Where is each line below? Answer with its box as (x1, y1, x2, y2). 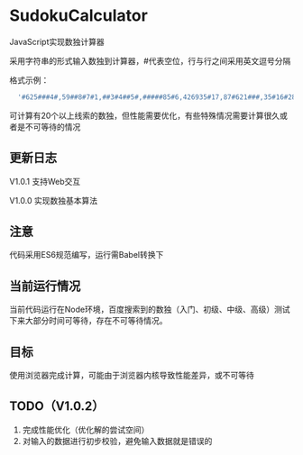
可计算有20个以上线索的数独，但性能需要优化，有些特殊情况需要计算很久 (9, 110, 280, 121)
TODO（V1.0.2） (9, 398, 105, 414)
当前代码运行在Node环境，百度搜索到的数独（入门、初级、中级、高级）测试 (9, 304, 290, 315)
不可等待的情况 (24, 121, 81, 132)
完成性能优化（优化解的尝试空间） (22, 424, 150, 435)
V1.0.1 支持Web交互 (9, 176, 81, 187)
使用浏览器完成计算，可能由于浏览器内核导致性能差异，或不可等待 (9, 370, 254, 381)
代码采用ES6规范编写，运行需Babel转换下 (9, 250, 164, 260)
